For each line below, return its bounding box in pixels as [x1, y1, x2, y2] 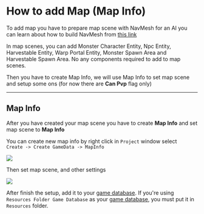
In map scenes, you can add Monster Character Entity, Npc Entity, [6, 42, 171, 50]
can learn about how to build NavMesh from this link [6, 30, 137, 38]
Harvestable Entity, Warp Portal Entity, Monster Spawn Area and [6, 48, 167, 56]
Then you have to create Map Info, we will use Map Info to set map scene [6, 73, 190, 81]
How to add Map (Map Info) [6, 4, 146, 18]
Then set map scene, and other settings [6, 166, 106, 173]
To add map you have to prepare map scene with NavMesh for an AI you [6, 24, 188, 32]
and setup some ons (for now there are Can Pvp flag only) [6, 80, 152, 87]
